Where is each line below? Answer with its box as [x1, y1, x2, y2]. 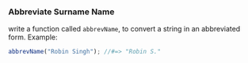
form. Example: [8, 32, 58, 42]
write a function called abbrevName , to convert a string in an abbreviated [8, 24, 241, 34]
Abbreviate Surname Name [8, 6, 115, 17]
